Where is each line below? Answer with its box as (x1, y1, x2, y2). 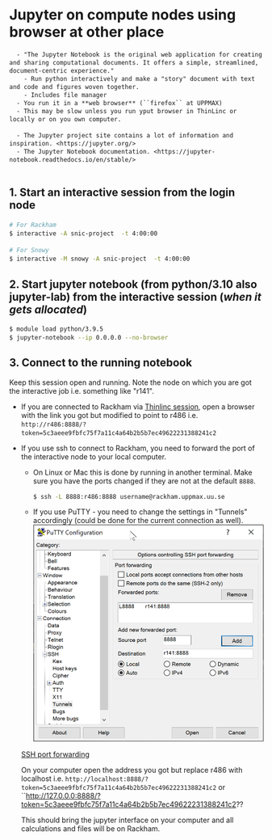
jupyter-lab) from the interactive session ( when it (9, 289, 262, 304)
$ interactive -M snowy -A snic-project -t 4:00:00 (9, 255, 190, 264)
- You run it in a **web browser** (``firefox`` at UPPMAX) (16, 99, 223, 107)
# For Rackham (9, 221, 57, 229)
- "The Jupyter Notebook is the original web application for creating (16, 50, 263, 58)
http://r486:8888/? (20, 420, 87, 428)
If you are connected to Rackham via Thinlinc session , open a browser (20, 402, 255, 412)
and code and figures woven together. (9, 82, 140, 91)
